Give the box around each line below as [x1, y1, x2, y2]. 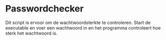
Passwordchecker [5, 3, 84, 14]
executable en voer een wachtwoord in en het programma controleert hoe [5, 24, 161, 30]
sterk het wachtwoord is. [5, 30, 58, 36]
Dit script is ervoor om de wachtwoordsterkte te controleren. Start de [5, 19, 151, 25]
